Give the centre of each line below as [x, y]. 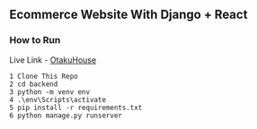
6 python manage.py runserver [66, 116]
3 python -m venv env [50, 92]
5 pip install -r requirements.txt [76, 107]
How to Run [35, 40]
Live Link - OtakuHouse [53, 60]
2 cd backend [34, 84]
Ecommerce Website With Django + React [128, 15]
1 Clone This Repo [44, 76]
